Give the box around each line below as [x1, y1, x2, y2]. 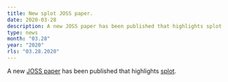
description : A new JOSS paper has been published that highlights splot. [7, 23, 225, 29]
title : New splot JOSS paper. [7, 10, 94, 17]
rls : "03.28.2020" [7, 49, 60, 55]
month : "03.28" [7, 36, 51, 42]
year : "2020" [7, 42, 45, 49]
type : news [7, 29, 38, 36]
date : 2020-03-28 [7, 16, 57, 23]
